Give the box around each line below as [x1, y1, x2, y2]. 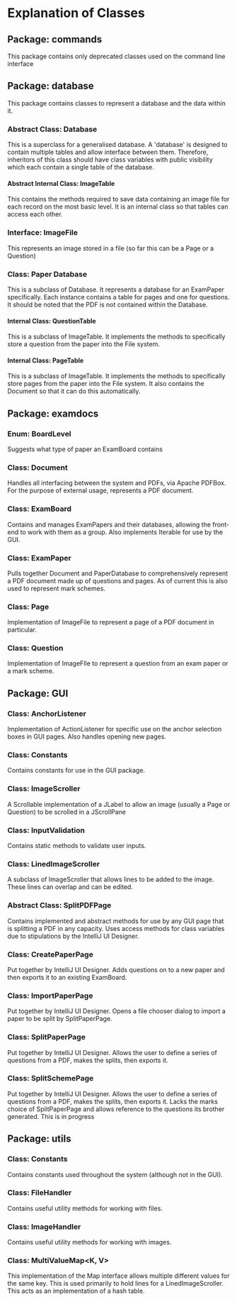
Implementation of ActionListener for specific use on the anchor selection [7, 725, 222, 734]
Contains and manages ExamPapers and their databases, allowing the [7, 520, 211, 529]
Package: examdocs [7, 407, 99, 419]
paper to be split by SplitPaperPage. [7, 1015, 112, 1023]
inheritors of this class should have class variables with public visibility [7, 155, 214, 164]
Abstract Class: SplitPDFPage [7, 900, 112, 910]
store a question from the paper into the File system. [7, 340, 161, 348]
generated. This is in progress [7, 1112, 95, 1120]
